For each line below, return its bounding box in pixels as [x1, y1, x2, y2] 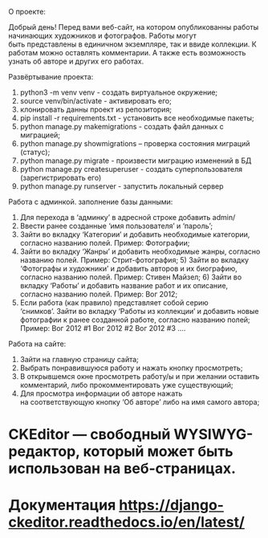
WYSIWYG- [173, 426, 254, 444]
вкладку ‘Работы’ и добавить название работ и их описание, [19, 281, 229, 290]
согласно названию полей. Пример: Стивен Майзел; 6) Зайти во [19, 272, 242, 282]
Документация [8, 496, 116, 515]
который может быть [83, 442, 234, 461]
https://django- [119, 496, 225, 515]
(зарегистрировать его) [19, 173, 102, 182]
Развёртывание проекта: [8, 72, 94, 81]
